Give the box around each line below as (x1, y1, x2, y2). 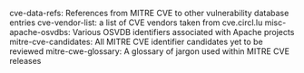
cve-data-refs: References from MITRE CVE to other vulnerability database (9, 8, 289, 18)
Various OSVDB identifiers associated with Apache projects (72, 27, 295, 37)
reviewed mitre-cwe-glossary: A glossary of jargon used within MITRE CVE (9, 46, 290, 57)
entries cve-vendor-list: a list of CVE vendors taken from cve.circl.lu (9, 17, 263, 28)
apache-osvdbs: (9, 27, 71, 37)
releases (9, 56, 42, 66)
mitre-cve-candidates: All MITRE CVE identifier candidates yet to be (9, 36, 263, 47)
